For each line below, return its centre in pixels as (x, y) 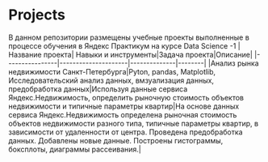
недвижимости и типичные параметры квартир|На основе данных (124, 106)
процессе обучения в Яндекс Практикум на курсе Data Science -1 (122, 45)
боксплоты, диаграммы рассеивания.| (75, 149)
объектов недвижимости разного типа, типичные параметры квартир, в (134, 123)
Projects (37, 15)
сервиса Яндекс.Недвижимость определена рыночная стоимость (123, 114)
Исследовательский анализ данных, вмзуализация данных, (111, 80)
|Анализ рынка (234, 63)
